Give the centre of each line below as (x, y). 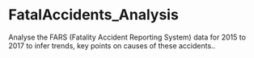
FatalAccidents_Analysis (94, 15)
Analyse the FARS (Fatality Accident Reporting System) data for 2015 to (127, 37)
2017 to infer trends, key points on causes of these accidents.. (112, 45)
